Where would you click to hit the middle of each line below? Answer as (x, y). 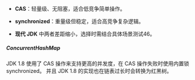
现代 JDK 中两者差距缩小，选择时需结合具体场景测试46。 (85, 34)
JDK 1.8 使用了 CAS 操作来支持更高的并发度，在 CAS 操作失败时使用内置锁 (98, 63)
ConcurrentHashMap (33, 48)
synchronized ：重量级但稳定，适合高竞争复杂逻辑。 (79, 21)
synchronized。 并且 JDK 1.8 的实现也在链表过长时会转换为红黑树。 (89, 71)
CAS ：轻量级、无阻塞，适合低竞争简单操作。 (70, 9)
